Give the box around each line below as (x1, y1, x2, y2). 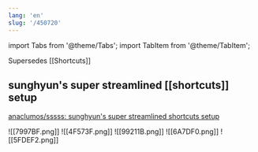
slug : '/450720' (8, 19, 62, 27)
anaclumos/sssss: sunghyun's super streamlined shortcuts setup (8, 112, 220, 121)
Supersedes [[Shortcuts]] (8, 56, 92, 65)
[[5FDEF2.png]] (8, 135, 59, 145)
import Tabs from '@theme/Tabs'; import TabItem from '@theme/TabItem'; (8, 40, 251, 50)
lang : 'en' (8, 11, 44, 20)
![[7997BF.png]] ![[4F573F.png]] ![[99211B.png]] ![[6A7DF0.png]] (8, 127, 219, 136)
